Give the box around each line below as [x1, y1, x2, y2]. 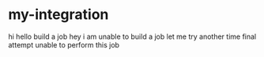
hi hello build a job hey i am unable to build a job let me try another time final [8, 32, 257, 41]
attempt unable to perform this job [8, 40, 120, 49]
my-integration [8, 6, 109, 24]
